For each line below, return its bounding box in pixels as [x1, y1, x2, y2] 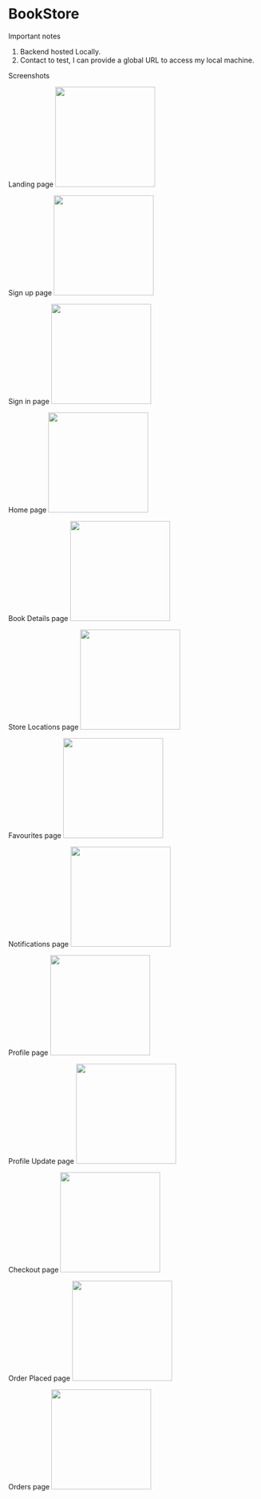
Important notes [8, 31, 61, 41]
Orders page [8, 1481, 50, 1491]
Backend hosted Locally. [19, 46, 101, 56]
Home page [8, 505, 47, 515]
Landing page [8, 179, 54, 189]
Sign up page [8, 287, 53, 297]
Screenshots [8, 70, 50, 80]
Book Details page [8, 613, 69, 623]
